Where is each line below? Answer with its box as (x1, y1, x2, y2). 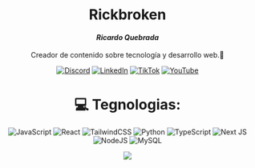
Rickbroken (88, 6, 167, 24)
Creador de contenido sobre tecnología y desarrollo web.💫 (30, 50, 225, 60)
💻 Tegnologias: (74, 95, 181, 114)
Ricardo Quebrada (95, 32, 160, 42)
